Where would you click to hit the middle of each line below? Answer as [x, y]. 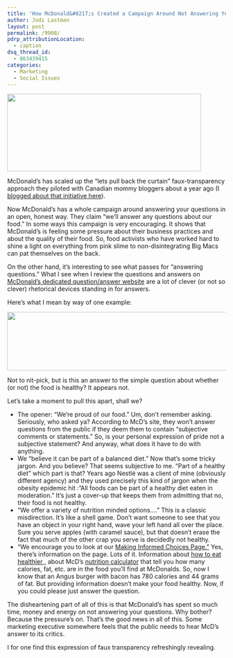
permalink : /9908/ [34, 33]
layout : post [26, 26]
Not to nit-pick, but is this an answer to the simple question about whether [113, 380]
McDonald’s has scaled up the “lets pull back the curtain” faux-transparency [116, 181]
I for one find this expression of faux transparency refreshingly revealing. [112, 648]
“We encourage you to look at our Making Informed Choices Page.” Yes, [120, 547]
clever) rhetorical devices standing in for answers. [79, 289]
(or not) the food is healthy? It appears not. [68, 388]
